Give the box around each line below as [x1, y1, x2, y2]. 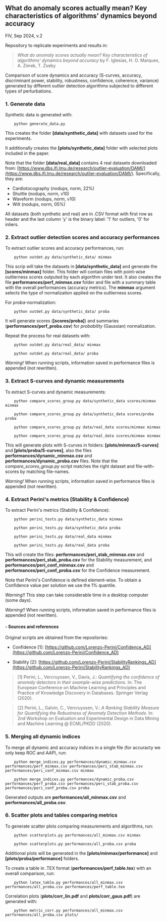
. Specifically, [133, 171, 161, 177]
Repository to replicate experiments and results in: [5, 42, 108, 48]
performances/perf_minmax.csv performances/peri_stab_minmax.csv [5, 763, 143, 769]
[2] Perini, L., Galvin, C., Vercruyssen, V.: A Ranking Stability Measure [17, 705, 160, 711]
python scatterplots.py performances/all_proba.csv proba [14, 841, 136, 846]
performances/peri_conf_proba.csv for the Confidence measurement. [5, 567, 151, 573]
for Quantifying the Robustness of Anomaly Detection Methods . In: [17, 710, 154, 716]
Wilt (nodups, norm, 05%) [12, 201, 66, 207]
